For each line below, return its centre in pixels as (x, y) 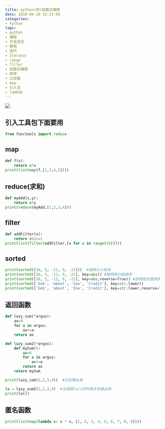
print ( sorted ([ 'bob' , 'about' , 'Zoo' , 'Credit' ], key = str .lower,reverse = (82, 288)
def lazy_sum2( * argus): (29, 344)
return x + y (25, 203)
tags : (11, 28)
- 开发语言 (15, 42)
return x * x (25, 165)
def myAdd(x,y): (22, 198)
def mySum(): (27, 348)
